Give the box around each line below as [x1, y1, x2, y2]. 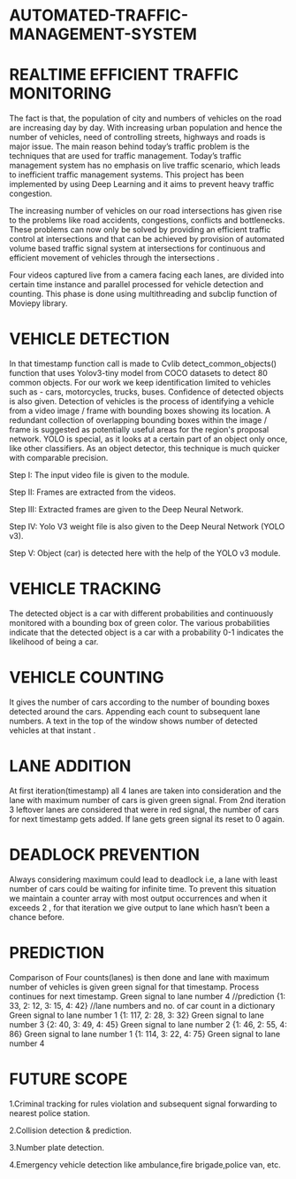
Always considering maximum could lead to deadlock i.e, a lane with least [9, 874, 278, 885]
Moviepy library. [9, 298, 68, 308]
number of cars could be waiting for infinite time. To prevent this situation [9, 883, 277, 894]
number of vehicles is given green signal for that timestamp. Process [9, 981, 260, 992]
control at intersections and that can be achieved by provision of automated [9, 234, 285, 245]
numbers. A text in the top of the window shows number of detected [9, 715, 258, 726]
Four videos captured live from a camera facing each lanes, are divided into [9, 269, 285, 280]
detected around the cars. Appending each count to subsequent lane [9, 706, 261, 716]
